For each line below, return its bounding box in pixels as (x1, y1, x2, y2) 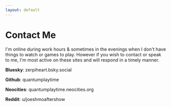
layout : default (5, 7, 40, 13)
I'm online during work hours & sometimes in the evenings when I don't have (5, 46, 166, 52)
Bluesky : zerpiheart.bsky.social (5, 66, 72, 73)
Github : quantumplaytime (5, 77, 59, 83)
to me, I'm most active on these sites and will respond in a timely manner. (5, 57, 160, 63)
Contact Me (5, 29, 56, 41)
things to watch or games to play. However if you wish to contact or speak (5, 51, 162, 57)
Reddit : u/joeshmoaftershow (5, 96, 65, 102)
